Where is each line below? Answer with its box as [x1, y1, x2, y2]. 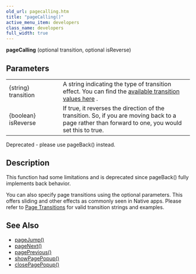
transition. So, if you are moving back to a [62, 111, 177, 119]
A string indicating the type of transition [62, 80, 171, 88]
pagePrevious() [14, 248, 52, 255]
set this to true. [62, 126, 104, 134]
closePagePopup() [14, 261, 60, 268]
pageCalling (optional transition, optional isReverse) [6, 46, 131, 53]
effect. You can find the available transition [62, 87, 180, 95]
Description [6, 158, 50, 168]
